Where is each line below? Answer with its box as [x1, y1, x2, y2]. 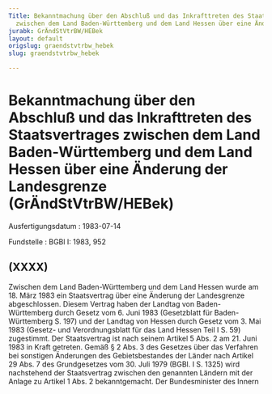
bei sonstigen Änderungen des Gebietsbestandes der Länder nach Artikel [8, 350, 253, 360]
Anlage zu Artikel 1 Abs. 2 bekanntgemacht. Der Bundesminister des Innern [8, 376, 259, 386]
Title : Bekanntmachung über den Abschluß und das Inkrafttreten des [8, 11, 244, 20]
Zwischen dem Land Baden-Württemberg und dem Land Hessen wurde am [8, 282, 259, 291]
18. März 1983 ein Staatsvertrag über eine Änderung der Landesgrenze [8, 290, 245, 300]
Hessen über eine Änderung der [8, 160, 228, 179]
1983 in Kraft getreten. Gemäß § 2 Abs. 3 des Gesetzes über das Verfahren [8, 341, 259, 352]
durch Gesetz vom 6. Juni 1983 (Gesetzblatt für [54, 307, 213, 317]
